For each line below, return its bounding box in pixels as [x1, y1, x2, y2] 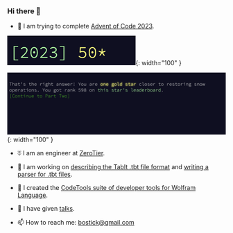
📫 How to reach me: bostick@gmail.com [17, 218, 135, 226]
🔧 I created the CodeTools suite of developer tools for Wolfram [17, 183, 196, 191]
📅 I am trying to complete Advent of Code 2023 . [17, 22, 155, 31]
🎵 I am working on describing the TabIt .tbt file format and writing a [17, 162, 209, 171]
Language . [17, 191, 49, 199]
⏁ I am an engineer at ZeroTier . [17, 148, 105, 157]
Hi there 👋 [7, 6, 42, 16]
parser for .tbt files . [17, 170, 73, 178]
